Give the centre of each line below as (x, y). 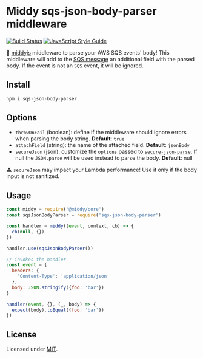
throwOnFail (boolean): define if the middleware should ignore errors (101, 133)
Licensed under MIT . (32, 349)
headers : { (25, 271)
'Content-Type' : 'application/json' (64, 277)
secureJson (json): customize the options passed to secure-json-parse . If (106, 152)
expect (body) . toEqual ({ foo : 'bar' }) (58, 310)
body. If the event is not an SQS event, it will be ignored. (75, 66)
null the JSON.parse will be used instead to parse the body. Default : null (104, 158)
